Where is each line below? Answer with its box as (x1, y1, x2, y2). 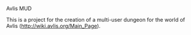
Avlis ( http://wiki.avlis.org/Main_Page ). (6, 23, 101, 29)
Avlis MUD (6, 5, 32, 12)
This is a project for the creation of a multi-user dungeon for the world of (6, 16, 185, 23)
